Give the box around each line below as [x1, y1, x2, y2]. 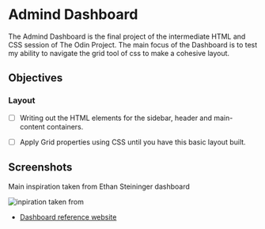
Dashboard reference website [19, 212, 117, 222]
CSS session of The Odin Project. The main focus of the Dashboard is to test [8, 39, 258, 49]
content [19, 122, 45, 131]
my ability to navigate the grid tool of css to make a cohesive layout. [8, 48, 230, 58]
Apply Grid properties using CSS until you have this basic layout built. [19, 137, 247, 147]
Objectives [8, 71, 63, 84]
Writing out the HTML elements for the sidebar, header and [19, 113, 212, 122]
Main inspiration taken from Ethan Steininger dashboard [8, 182, 190, 191]
